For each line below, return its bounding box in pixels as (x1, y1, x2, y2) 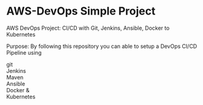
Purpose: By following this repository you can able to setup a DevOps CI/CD (6, 42, 198, 50)
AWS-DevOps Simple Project (6, 4, 155, 18)
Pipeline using (6, 49, 42, 56)
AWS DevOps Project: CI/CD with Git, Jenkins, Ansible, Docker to (6, 24, 169, 32)
